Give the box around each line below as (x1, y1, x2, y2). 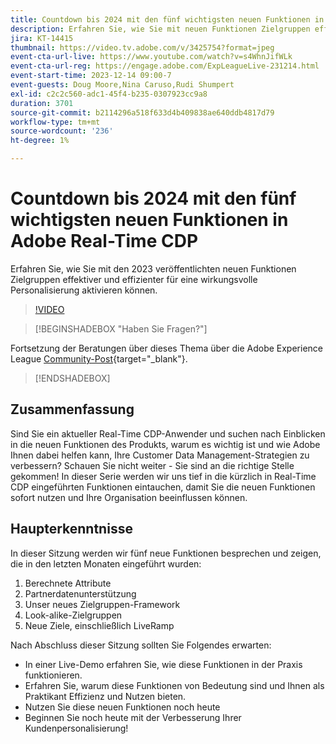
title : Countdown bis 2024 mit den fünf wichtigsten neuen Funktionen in (10, 14, 325, 25)
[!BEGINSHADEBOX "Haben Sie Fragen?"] (34, 322, 208, 335)
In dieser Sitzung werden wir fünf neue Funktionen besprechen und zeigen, (10, 547, 322, 559)
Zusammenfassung (10, 401, 135, 418)
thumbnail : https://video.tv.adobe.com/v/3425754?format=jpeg (10, 42, 275, 53)
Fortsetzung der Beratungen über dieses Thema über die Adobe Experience (10, 342, 323, 354)
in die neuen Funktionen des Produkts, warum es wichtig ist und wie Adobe (10, 438, 321, 450)
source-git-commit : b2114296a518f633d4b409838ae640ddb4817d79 (10, 107, 275, 118)
